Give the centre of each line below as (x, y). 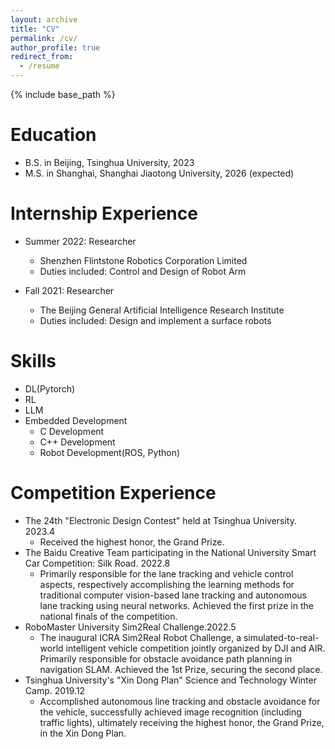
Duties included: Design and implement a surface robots (155, 320)
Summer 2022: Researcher (80, 241)
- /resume (39, 66)
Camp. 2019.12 (55, 690)
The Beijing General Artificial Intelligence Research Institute (162, 310)
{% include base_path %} (63, 94)
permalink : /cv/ (44, 38)
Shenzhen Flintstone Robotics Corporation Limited (143, 260)
